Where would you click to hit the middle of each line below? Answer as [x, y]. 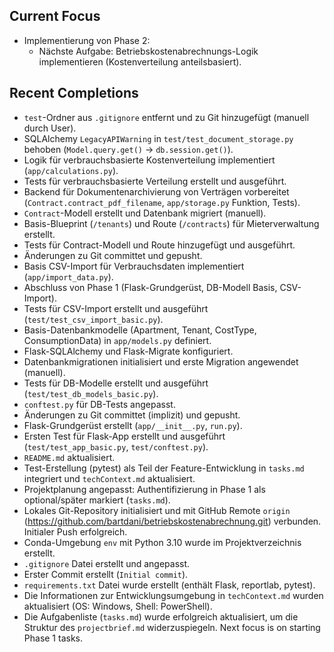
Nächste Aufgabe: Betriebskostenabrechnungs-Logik [148, 51]
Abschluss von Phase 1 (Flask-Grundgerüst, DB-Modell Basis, [150, 287]
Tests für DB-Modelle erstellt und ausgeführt [116, 383]
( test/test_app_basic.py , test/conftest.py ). [116, 446]
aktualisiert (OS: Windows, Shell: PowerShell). [118, 606]
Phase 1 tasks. [53, 638]
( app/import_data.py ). [68, 276]
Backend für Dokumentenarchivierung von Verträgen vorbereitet [156, 191]
